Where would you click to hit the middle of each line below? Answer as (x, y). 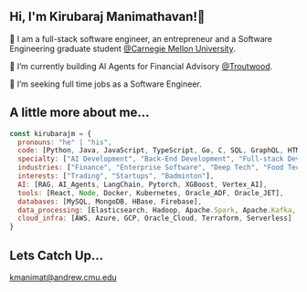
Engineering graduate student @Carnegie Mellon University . (122, 48)
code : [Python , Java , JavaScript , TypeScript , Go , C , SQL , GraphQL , (151, 151)
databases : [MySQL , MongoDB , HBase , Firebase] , (110, 202)
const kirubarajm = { (51, 133)
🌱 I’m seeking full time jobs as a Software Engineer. (106, 84)
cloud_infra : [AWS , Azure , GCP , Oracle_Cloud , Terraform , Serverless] (155, 219)
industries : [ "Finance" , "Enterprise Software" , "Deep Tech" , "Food (151, 168)
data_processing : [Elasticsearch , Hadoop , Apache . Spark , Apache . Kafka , (157, 210)
